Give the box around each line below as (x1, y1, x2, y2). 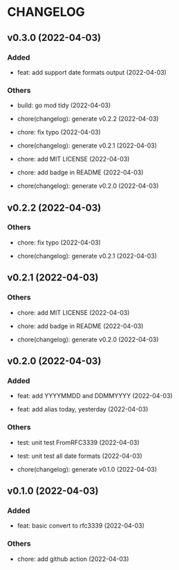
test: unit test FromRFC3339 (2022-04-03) (17, 438, 140, 447)
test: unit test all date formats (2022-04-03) (17, 452, 143, 460)
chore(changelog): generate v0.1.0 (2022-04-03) (17, 465, 158, 473)
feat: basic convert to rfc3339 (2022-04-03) (17, 522, 145, 530)
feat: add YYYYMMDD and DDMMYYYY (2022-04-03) (17, 392, 173, 400)
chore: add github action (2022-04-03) (17, 555, 129, 563)
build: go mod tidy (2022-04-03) (17, 101, 111, 109)
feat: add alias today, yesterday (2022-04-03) (17, 405, 149, 413)
